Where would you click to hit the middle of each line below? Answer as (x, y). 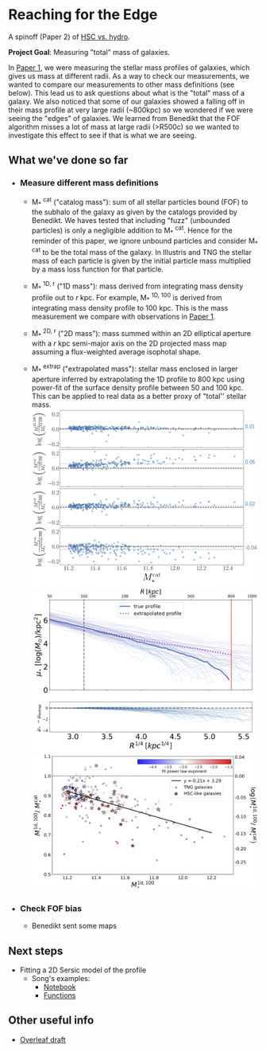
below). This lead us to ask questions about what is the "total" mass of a (126, 92)
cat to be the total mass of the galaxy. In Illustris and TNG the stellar (141, 251)
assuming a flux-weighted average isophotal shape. (116, 352)
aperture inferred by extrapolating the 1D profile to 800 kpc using (138, 379)
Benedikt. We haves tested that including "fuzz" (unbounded (131, 221)
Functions (60, 995)
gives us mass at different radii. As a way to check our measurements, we (129, 76)
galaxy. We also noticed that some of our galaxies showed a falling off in (127, 101)
